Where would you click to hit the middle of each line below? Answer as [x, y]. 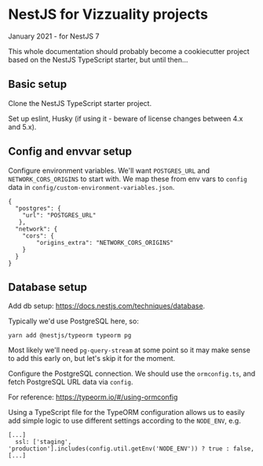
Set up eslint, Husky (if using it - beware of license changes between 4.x [126, 118]
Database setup [48, 287]
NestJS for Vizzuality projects [108, 15]
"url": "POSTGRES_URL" [59, 215]
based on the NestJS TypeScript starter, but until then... [98, 60]
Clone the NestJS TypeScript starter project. [80, 103]
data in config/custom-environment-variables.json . [91, 187]
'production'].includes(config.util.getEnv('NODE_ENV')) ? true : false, [131, 449]
